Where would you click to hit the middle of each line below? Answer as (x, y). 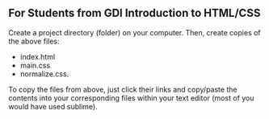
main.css (35, 65)
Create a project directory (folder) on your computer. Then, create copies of (134, 32)
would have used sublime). (53, 106)
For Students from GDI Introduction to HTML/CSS (134, 13)
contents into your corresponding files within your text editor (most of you (131, 98)
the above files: (34, 41)
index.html (38, 56)
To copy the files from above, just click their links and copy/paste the (123, 89)
